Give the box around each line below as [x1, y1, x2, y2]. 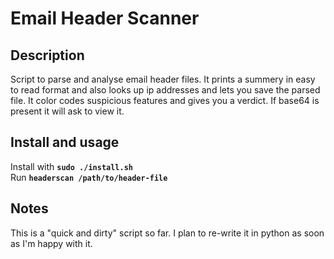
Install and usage [10, 134, 120, 151]
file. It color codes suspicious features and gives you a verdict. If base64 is [10, 95, 320, 106]
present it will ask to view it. [10, 105, 125, 117]
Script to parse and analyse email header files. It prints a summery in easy [10, 73, 316, 85]
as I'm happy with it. [10, 237, 93, 249]
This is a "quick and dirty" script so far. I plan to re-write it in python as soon [10, 227, 325, 239]
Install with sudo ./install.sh [10, 160, 133, 172]
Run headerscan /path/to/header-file [10, 171, 168, 183]
